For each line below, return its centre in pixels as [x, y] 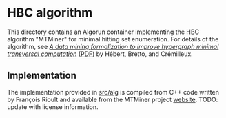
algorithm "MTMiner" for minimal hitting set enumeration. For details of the [113, 39]
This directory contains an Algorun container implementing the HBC [103, 32]
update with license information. [53, 107]
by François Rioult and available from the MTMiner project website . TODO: [113, 99]
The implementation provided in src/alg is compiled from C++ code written [113, 92]
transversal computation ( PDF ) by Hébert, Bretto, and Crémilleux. [100, 54]
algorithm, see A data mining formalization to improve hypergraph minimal [113, 46]
